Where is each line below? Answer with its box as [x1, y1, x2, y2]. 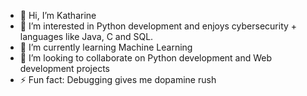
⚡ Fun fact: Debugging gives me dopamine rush [19, 74, 217, 85]
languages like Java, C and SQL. [19, 31, 154, 42]
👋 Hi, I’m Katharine [19, 10, 97, 21]
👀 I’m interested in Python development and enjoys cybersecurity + [19, 20, 298, 32]
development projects [19, 63, 110, 74]
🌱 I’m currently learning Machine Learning [19, 41, 193, 53]
